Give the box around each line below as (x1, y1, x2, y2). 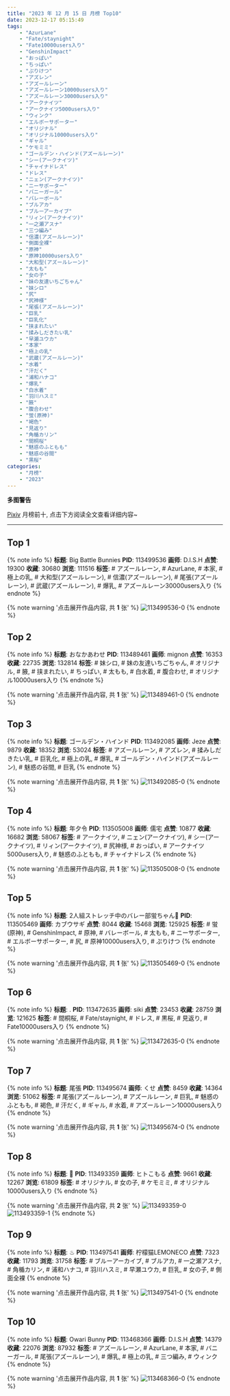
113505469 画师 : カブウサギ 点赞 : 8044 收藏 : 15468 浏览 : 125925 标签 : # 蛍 (7, 920, 218, 928)
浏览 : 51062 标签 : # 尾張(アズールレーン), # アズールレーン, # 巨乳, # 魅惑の (7, 1093, 219, 1101)
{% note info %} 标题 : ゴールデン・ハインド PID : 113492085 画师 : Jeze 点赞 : (7, 737, 221, 745)
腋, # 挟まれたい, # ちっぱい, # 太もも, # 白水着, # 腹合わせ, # (21, 667, 194, 676)
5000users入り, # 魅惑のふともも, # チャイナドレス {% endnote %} (7, 850, 196, 858)
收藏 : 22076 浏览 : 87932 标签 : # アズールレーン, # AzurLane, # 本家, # (7, 1343, 205, 1352)
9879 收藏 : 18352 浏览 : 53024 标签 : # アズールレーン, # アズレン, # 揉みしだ (7, 745, 222, 754)
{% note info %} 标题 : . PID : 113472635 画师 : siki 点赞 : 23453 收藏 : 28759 (7, 1005, 214, 1014)
